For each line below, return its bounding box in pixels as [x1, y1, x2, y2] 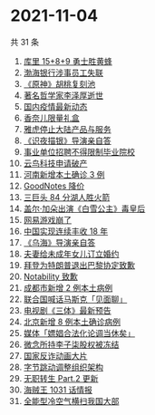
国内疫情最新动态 [23, 101, 88, 111]
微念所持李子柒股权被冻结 [23, 339, 120, 350]
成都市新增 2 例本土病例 [23, 282, 113, 293]
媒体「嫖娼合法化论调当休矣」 [23, 327, 135, 338]
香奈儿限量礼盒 [23, 112, 80, 123]
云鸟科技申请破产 [23, 158, 88, 169]
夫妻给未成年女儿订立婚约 [23, 248, 120, 259]
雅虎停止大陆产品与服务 [23, 123, 111, 134]
